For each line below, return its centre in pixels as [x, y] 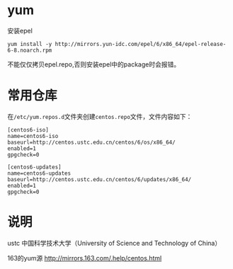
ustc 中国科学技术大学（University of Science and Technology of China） [114, 243]
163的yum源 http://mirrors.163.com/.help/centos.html [85, 258]
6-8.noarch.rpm [30, 50]
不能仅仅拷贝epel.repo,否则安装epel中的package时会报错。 [94, 64]
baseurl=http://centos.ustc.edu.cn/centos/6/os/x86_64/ [91, 142]
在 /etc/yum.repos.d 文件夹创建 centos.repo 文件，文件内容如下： [100, 116]
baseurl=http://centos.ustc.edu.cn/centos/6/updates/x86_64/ [100, 179]
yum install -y [30, 44]
